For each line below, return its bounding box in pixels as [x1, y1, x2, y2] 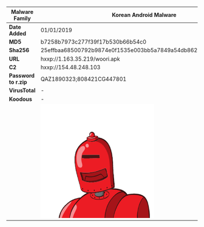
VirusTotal [8, 87, 36, 94]
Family [13, 15, 32, 22]
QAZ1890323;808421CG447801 [40, 75, 127, 83]
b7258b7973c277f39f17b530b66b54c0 [40, 38, 147, 46]
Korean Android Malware [112, 12, 177, 18]
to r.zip [8, 78, 27, 86]
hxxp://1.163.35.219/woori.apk [40, 55, 120, 63]
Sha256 [8, 47, 30, 54]
